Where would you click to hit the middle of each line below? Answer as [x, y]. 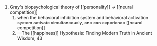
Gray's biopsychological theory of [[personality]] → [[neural [71, 7]
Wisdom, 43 [30, 38]
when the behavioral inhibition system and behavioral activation [83, 17]
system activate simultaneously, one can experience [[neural [80, 23]
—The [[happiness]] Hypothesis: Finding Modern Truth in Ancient [84, 33]
